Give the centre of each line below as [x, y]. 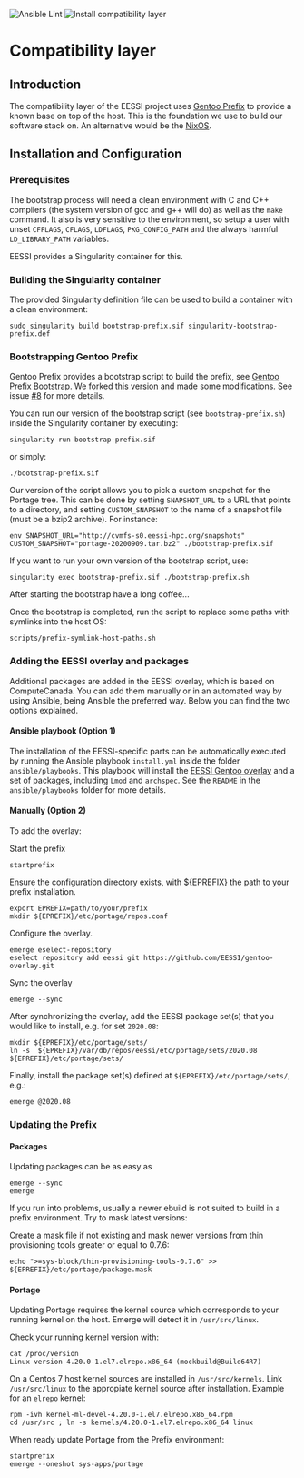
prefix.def [30, 334]
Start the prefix [38, 848]
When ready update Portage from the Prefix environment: [117, 1440]
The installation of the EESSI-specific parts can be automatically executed [147, 751]
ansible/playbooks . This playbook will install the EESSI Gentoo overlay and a [152, 770]
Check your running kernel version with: [84, 1337]
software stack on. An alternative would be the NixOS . [110, 126]
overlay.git [32, 966]
